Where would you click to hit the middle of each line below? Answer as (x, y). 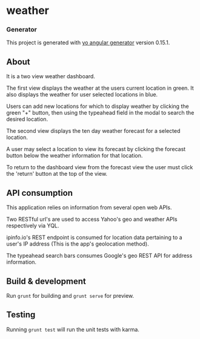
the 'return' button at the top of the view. (57, 174)
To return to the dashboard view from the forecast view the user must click (100, 167)
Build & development (46, 281)
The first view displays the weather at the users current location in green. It (100, 88)
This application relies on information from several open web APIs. (89, 207)
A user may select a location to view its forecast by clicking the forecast (96, 149)
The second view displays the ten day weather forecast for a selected (93, 131)
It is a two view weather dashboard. (51, 76)
